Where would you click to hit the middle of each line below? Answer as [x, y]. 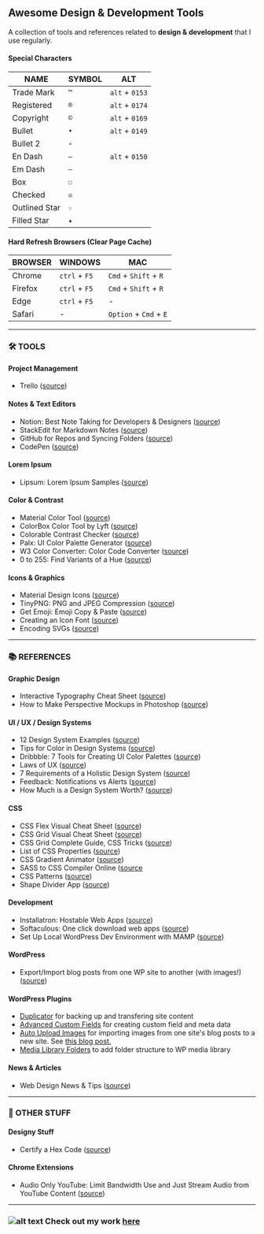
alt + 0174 [128, 106]
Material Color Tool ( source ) [65, 517]
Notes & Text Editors [42, 403]
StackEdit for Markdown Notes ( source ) [84, 429]
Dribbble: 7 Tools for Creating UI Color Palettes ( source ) [110, 756]
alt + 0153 [128, 92]
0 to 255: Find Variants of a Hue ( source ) [85, 559]
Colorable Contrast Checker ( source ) [79, 534]
